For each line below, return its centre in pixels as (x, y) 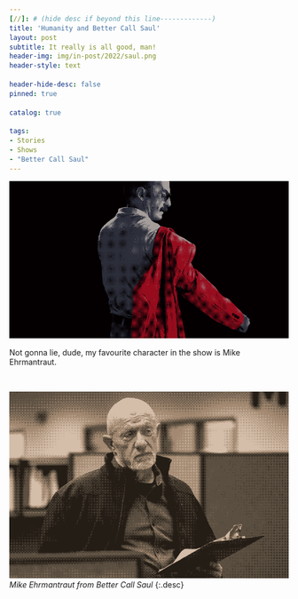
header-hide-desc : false (55, 84)
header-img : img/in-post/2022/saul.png (83, 56)
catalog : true (35, 112)
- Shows (24, 150)
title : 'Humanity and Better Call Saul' (85, 28)
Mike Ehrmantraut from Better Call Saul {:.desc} (97, 585)
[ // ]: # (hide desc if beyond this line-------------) (113, 19)
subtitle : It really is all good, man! (83, 47)
